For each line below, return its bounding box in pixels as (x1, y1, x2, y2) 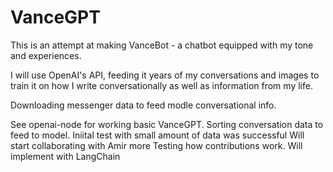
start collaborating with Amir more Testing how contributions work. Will (10, 139, 303, 151)
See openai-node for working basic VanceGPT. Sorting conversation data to (10, 118, 324, 130)
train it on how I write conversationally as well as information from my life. (10, 79, 313, 91)
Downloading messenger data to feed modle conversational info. (10, 99, 277, 111)
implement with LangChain (10, 150, 121, 162)
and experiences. (10, 49, 82, 61)
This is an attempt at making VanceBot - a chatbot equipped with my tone (10, 39, 314, 51)
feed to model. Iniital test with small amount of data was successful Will (10, 129, 305, 141)
